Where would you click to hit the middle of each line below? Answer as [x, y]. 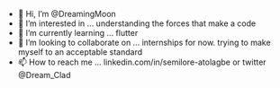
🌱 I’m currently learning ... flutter [78, 33]
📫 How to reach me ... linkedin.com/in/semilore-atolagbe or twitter [142, 62]
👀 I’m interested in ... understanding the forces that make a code [137, 23]
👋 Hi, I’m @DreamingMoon [67, 14]
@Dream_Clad [44, 75]
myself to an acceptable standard [80, 52]
